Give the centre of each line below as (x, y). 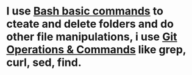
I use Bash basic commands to (85, 11)
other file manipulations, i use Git (92, 37)
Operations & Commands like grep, (96, 50)
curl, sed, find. (44, 63)
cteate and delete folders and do (90, 24)
